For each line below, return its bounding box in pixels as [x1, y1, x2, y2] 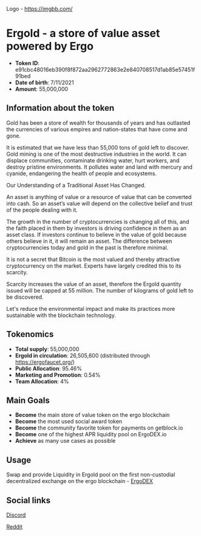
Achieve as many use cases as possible [15, 437, 116, 445]
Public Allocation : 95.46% [15, 364, 82, 372]
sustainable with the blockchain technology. [6, 312, 117, 319]
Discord [6, 511, 26, 518]
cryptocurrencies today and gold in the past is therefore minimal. [6, 243, 169, 251]
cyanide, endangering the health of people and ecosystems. [6, 170, 157, 177]
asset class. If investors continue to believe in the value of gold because [6, 231, 187, 238]
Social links [6, 495, 50, 506]
